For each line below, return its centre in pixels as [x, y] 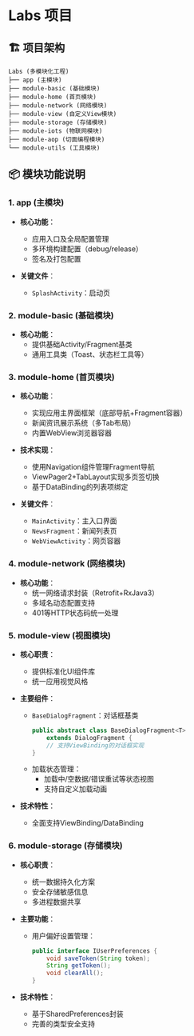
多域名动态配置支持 [63, 602]
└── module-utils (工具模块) [54, 148]
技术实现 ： [38, 450]
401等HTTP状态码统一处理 [75, 613]
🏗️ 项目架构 [37, 48]
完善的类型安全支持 [63, 1024]
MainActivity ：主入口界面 [74, 521]
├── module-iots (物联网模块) [55, 131]
